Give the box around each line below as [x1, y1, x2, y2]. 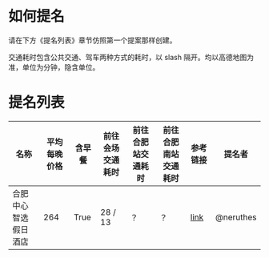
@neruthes [215, 212, 257, 223]
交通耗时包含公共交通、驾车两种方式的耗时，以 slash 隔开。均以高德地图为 [8, 52, 255, 62]
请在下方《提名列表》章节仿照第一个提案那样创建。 [8, 35, 177, 45]
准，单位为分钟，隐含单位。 [8, 62, 100, 72]
